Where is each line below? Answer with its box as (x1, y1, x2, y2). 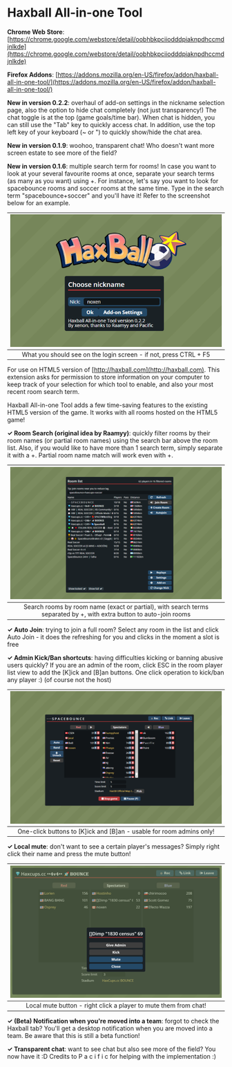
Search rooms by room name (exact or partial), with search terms (23, 603, 209, 611)
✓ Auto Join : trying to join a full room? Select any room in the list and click (7, 625, 219, 634)
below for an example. (7, 198, 70, 207)
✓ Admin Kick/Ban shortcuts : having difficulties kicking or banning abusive (7, 653, 223, 661)
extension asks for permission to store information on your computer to (7, 373, 210, 381)
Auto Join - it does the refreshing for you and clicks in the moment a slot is (7, 632, 220, 641)
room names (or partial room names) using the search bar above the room (7, 437, 218, 445)
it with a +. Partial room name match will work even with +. (7, 451, 174, 460)
